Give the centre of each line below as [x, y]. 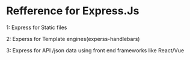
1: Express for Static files [37, 27]
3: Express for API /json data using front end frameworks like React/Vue [95, 50]
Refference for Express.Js [73, 11]
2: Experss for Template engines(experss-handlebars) [73, 39]
